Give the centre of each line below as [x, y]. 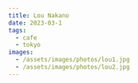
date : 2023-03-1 [35, 23]
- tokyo [28, 45]
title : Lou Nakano [39, 15]
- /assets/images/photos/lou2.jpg [73, 67]
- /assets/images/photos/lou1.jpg [73, 60]
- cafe [26, 38]
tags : [17, 30]
